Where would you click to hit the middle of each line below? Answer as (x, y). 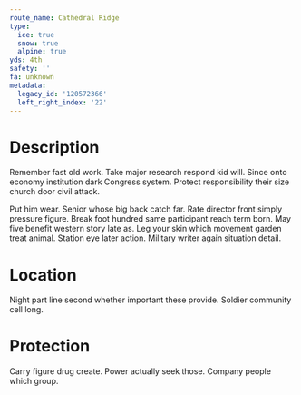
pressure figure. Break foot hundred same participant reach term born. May (150, 219)
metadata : (28, 85)
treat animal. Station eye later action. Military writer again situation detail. (146, 238)
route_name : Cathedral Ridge (64, 18)
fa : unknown (32, 77)
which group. (34, 381)
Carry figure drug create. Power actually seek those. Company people (141, 371)
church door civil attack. (55, 192)
